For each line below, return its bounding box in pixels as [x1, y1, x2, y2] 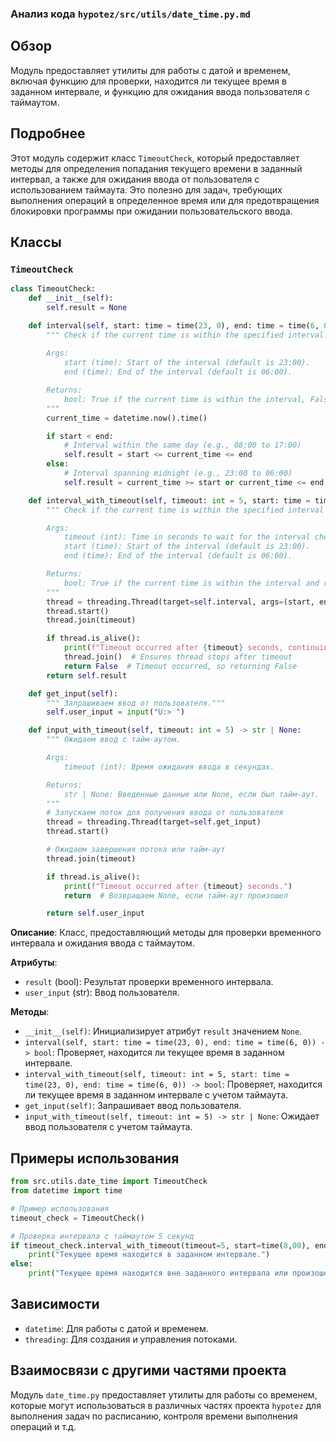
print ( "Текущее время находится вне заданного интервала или [28, 1268, 288, 1279]
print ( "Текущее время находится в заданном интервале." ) [28, 1250, 271, 1260]
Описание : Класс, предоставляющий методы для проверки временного [10, 927, 322, 939]
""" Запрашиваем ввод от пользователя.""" [46, 698, 226, 708]
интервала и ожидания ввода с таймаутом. [10, 937, 195, 949]
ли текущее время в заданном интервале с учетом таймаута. [24, 1089, 289, 1101]
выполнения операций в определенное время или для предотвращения [10, 194, 320, 206]
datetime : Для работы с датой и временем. [24, 1322, 209, 1334]
